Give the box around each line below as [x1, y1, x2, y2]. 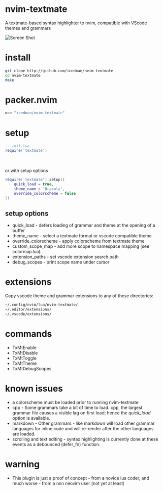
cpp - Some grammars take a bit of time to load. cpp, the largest [12, 404, 143, 410]
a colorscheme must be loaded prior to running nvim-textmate [12, 399, 139, 405]
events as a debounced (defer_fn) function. [12, 441, 100, 447]
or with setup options [5, 168, 48, 174]
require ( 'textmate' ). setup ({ [5, 177, 65, 182]
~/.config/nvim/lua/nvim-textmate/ [5, 303, 78, 308]
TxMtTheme [12, 360, 37, 366]
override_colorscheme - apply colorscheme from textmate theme [12, 238, 145, 244]
